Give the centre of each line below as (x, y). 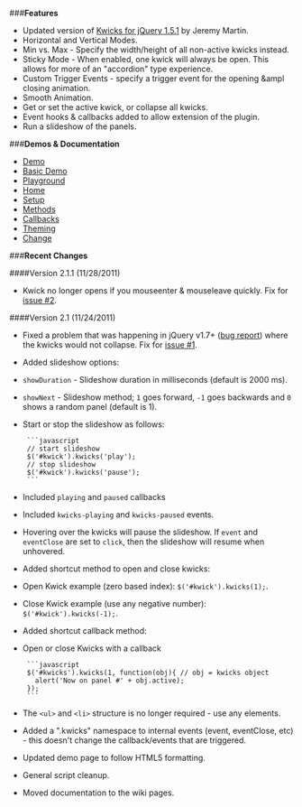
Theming (39, 228)
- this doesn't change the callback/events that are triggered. (134, 740)
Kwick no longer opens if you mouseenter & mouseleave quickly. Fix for (155, 291)
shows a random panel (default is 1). (90, 407)
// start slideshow (63, 449)
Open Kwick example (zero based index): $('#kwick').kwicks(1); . (145, 586)
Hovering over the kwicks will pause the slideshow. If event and (140, 532)
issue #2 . (39, 300)
